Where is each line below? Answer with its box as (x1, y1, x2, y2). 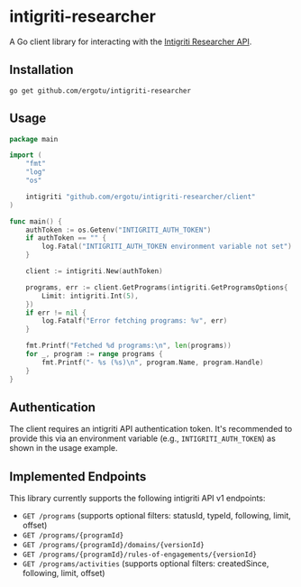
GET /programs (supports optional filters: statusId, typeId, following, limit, (22, 510, 291, 521)
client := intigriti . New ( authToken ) (25, 267, 164, 276)
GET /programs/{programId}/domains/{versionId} (22, 541, 205, 550)
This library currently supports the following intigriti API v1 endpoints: (9, 493, 266, 504)
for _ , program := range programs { (25, 350, 164, 359)
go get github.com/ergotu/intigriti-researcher (9, 86, 192, 96)
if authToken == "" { (25, 234, 106, 243)
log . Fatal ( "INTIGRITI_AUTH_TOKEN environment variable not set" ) (41, 242, 293, 252)
